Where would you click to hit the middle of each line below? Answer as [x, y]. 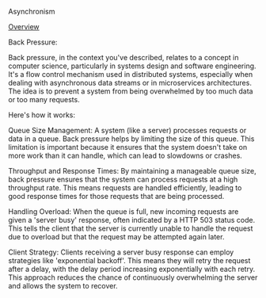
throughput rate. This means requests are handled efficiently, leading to [125, 188]
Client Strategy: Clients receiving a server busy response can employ [121, 252]
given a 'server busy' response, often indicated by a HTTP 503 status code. [132, 220]
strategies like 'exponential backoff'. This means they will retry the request [129, 260]
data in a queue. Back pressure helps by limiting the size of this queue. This [131, 139]
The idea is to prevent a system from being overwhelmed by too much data [131, 91]
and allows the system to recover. [63, 286]
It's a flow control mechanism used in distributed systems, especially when [131, 74]
